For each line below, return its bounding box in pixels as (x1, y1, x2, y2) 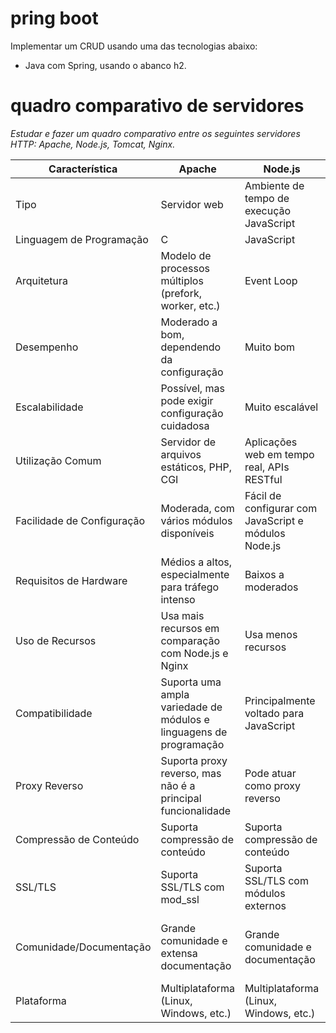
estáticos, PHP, (160, 460, 233, 474)
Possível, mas (160, 381, 225, 395)
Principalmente (244, 693, 316, 707)
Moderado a (160, 315, 218, 329)
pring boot (10, 7, 99, 30)
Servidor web (160, 197, 224, 211)
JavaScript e (244, 513, 304, 527)
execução (244, 203, 292, 217)
